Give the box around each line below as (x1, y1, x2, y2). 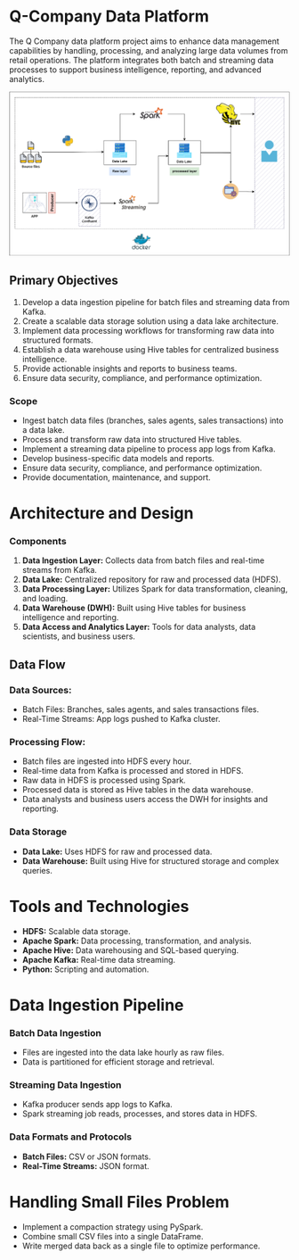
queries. (21, 865, 53, 875)
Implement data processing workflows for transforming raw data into (21, 325, 275, 336)
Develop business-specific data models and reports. (21, 452, 215, 463)
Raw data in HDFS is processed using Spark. (21, 775, 187, 786)
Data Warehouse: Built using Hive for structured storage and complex (21, 855, 279, 866)
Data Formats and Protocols (9, 1131, 132, 1143)
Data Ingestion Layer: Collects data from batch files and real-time (21, 555, 265, 566)
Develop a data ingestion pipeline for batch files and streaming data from (21, 296, 290, 307)
